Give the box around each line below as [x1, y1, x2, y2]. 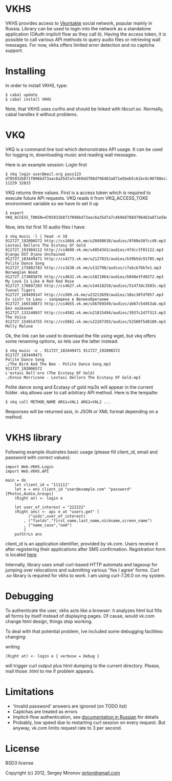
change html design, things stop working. [5, 618, 93, 624]
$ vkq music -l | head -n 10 [5, 234, 68, 239]
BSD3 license [5, 759, 34, 766]
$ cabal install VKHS [5, 97, 52, 102]
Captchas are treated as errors [12, 708, 78, 714]
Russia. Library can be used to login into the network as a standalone [5, 25, 151, 31]
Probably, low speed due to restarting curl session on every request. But [12, 719, 165, 726]
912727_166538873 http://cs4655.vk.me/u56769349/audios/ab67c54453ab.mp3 [5, 301, 166, 306]
